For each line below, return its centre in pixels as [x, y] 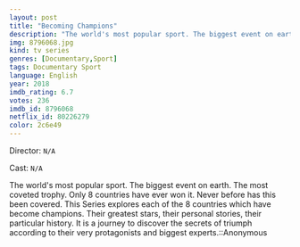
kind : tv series [39, 51]
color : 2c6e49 [36, 126]
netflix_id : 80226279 [50, 117]
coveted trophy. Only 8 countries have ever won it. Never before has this [143, 194]
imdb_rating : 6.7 [42, 92]
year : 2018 [29, 84]
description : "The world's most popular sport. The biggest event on [142, 34]
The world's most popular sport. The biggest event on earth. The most [139, 185]
